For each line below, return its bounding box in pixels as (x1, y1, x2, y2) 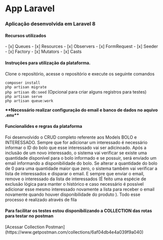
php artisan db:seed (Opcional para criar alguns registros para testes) (5, 89, 147, 95)
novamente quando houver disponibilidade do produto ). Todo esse (5, 192, 141, 197)
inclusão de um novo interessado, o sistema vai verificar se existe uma (5, 150, 147, 156)
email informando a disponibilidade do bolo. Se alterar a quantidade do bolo (5, 160, 158, 166)
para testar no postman (5, 213, 54, 219)
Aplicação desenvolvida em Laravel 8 (5, 21, 96, 27)
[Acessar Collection (5, 224, 45, 230)
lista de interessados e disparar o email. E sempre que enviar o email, (5, 170, 145, 176)
